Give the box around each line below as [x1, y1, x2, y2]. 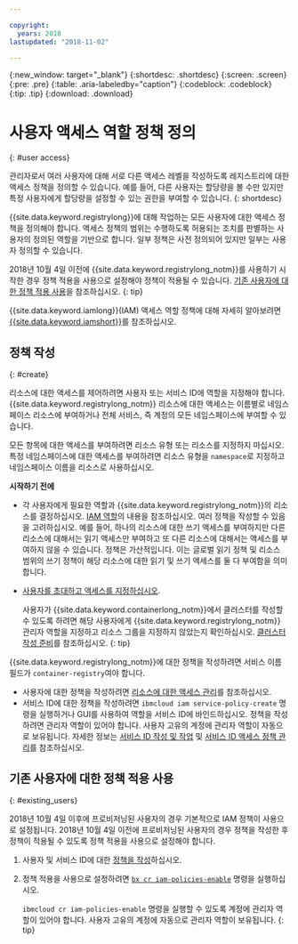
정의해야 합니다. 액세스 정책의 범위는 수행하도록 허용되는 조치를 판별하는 [25, 223, 276, 234]
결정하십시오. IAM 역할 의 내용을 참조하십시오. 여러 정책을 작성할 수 [38, 511, 270, 521]
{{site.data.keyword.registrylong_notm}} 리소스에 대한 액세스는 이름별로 [9, 399, 266, 409]
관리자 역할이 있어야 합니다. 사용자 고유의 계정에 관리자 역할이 [45, 720, 260, 730]
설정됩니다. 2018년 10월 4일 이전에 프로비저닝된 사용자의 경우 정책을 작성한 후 [18, 824, 289, 835]
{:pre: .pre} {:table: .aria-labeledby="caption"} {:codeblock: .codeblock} [9, 79, 273, 90]
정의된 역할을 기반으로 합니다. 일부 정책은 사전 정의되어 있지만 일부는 [32, 234, 270, 245]
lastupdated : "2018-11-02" [9, 37, 109, 46]
